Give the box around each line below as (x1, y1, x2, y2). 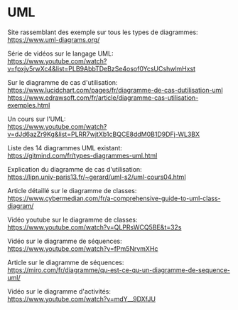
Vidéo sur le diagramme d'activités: (7, 286, 112, 296)
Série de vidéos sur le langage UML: (7, 49, 114, 58)
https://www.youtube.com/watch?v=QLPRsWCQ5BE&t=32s (7, 222, 182, 232)
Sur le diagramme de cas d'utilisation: (7, 78, 118, 86)
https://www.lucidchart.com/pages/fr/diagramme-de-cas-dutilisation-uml (7, 86, 223, 94)
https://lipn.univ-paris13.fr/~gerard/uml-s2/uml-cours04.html (7, 172, 186, 181)
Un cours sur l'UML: (7, 115, 66, 123)
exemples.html (7, 100, 50, 109)
